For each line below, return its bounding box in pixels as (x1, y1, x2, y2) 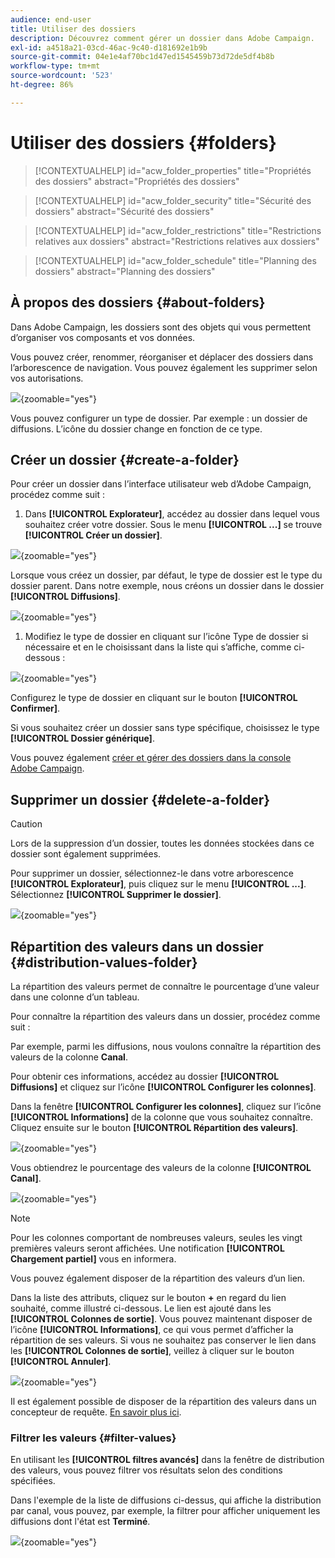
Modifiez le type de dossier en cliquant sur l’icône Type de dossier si (24, 631, 309, 643)
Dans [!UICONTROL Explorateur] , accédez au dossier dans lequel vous (24, 508, 320, 520)
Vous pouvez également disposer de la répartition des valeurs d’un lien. (10, 1272, 306, 1284)
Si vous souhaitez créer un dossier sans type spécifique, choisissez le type (10, 722, 320, 734)
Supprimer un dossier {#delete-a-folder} (10, 791, 271, 808)
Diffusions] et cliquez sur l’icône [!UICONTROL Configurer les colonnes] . (10, 1081, 317, 1093)
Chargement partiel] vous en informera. (10, 1252, 177, 1265)
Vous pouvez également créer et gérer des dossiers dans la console (10, 752, 292, 764)
